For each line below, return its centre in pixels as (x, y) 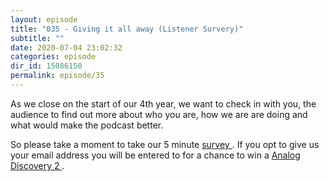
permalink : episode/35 (57, 76)
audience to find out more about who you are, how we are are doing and (159, 114)
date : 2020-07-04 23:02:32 (66, 47)
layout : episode (44, 19)
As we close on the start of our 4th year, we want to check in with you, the (163, 103)
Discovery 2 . (37, 165)
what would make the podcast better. (87, 125)
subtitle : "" (37, 38)
